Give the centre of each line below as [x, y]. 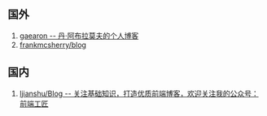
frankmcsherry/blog [53, 45]
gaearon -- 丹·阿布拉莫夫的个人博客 [79, 36]
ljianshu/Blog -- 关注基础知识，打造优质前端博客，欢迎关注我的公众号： [139, 93]
